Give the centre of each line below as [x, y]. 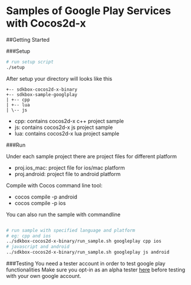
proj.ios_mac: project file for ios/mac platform [70, 168]
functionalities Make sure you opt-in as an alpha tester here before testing [96, 270]
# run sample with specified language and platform [71, 230]
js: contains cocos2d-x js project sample [64, 127]
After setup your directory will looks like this [59, 78]
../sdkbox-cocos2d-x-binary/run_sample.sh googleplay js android [88, 252]
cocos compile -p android [46, 197]
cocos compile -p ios [40, 203]
